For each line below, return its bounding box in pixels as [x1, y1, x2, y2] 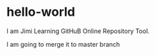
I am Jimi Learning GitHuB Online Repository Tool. [6, 27, 150, 35]
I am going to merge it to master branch [6, 40, 120, 48]
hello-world [6, 4, 76, 20]
